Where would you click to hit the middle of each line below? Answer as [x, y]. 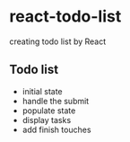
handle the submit [56, 101]
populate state [49, 111]
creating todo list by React [58, 41]
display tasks [47, 120]
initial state [42, 91]
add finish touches [56, 129]
